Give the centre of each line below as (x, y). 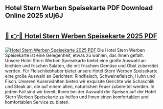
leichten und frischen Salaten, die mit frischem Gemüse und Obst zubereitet (81, 66)
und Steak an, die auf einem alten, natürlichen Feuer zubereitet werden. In (80, 87)
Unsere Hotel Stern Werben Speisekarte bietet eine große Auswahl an (75, 60)
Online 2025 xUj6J (34, 16)
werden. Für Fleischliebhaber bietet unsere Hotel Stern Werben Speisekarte (81, 71)
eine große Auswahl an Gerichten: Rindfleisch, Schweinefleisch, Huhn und (80, 76)
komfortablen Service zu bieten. (37, 102)
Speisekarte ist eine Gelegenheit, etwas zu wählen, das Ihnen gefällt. (75, 55)
